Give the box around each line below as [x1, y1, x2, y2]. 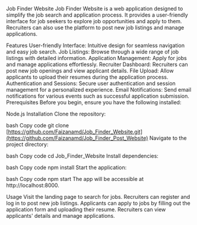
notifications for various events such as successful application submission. [6, 92, 190, 99]
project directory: [6, 141, 49, 148]
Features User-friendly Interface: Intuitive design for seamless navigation [6, 42, 185, 49]
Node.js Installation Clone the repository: [6, 110, 106, 117]
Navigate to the [149, 135, 187, 142]
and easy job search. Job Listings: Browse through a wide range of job [6, 48, 179, 55]
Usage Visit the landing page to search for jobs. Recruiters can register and [6, 193, 190, 200]
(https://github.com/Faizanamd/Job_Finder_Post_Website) [6, 135, 148, 142]
